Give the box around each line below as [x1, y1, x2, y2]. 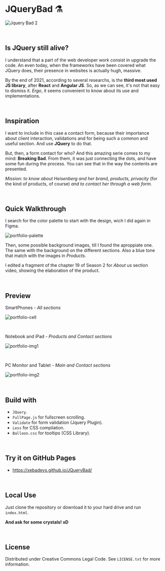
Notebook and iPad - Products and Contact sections [5, 333, 112, 340]
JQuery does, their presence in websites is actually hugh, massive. [5, 67, 142, 73]
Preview [5, 291, 31, 300]
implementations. [5, 93, 41, 99]
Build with [5, 396, 37, 404]
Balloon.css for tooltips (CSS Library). [12, 430, 91, 436]
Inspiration [5, 117, 40, 125]
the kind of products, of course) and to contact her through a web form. [5, 181, 152, 187]
